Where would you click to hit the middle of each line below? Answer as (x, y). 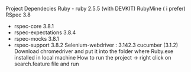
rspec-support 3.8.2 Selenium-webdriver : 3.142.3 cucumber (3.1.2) (96, 45)
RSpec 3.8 (18, 15)
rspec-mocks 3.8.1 (37, 39)
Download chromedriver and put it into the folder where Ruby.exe (94, 51)
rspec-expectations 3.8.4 (45, 32)
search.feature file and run (46, 64)
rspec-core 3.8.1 (34, 26)
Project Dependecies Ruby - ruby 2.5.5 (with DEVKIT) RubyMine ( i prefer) (96, 9)
